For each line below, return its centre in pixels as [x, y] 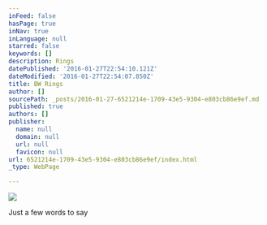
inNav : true [28, 31]
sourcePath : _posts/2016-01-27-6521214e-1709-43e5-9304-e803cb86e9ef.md [134, 99]
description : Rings [41, 62]
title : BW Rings [36, 84]
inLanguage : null [38, 39]
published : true [36, 106]
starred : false [34, 46]
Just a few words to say [48, 213]
